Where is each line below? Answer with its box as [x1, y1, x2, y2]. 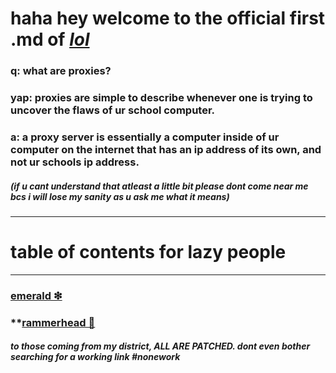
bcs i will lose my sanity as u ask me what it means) [10, 190, 230, 202]
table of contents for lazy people [10, 241, 287, 264]
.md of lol [10, 28, 90, 51]
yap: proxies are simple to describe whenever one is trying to [10, 91, 313, 105]
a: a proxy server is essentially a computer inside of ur [10, 130, 280, 144]
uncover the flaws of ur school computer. [10, 103, 215, 117]
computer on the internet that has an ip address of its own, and [10, 142, 322, 156]
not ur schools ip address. [10, 155, 140, 169]
